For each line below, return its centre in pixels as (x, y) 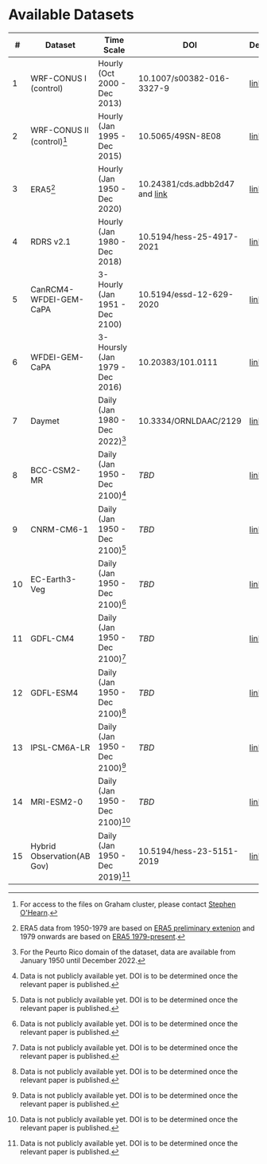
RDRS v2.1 (51, 241)
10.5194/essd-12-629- (186, 294)
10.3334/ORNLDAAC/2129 (190, 421)
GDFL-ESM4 (54, 693)
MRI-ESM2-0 (57, 801)
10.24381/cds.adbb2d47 (186, 183)
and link (153, 194)
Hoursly (112, 347)
